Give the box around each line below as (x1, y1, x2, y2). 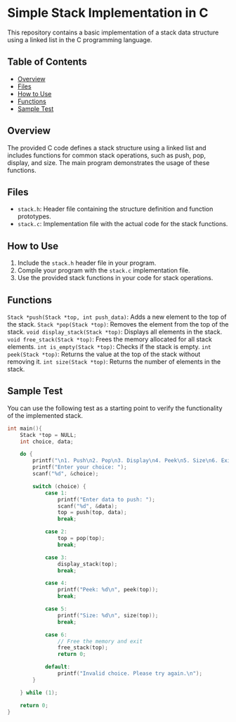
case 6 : (44, 631, 68, 638)
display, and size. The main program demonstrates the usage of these (7, 158, 210, 166)
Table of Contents (7, 56, 88, 68)
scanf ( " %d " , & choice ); (32, 471, 99, 478)
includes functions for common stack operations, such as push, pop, (7, 151, 206, 159)
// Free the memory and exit (57, 638, 143, 645)
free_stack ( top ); (57, 644, 109, 651)
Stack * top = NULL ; (20, 431, 77, 438)
